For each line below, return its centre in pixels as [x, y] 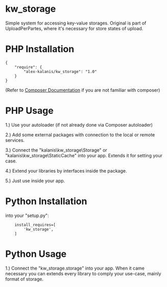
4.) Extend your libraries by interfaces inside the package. [66, 171]
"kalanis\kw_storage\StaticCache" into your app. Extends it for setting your [84, 155]
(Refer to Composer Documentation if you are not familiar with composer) [83, 90]
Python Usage [36, 254]
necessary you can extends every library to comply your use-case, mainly [83, 273]
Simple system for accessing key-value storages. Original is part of [76, 23]
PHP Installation [40, 49]
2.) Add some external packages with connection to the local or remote [80, 135]
